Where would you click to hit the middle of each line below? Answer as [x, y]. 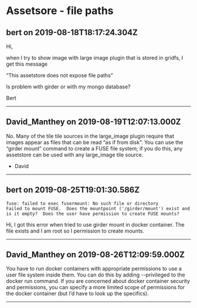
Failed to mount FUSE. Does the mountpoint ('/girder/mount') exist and [98, 208]
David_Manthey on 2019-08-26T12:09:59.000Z [95, 255]
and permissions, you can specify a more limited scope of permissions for [96, 288]
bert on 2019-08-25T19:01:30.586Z [73, 190]
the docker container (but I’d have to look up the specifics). [77, 293]
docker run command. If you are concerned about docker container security [98, 281]
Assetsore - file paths [60, 11]
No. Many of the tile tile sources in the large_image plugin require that [90, 136]
